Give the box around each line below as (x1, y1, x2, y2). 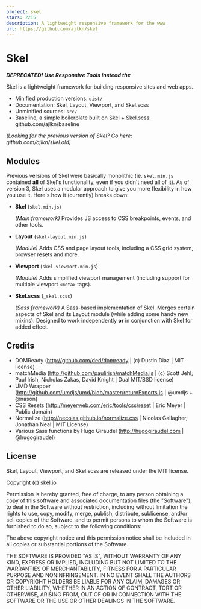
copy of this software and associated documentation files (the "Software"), (6, 497, 193, 504)
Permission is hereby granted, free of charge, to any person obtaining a (6, 490, 184, 497)
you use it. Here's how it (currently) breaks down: (6, 191, 129, 198)
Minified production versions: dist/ (14, 95, 103, 103)
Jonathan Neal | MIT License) (14, 420, 88, 428)
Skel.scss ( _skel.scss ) (14, 292, 73, 299)
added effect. (14, 323, 49, 330)
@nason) (14, 395, 38, 402)
